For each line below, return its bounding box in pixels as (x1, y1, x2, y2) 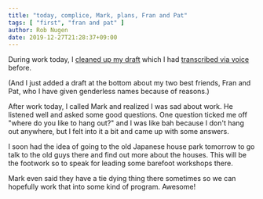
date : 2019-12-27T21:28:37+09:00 (8, 33, 118, 42)
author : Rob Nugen (8, 26, 68, 34)
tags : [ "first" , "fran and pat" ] (8, 19, 125, 27)
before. (8, 63, 32, 73)
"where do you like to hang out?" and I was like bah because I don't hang (8, 118, 245, 128)
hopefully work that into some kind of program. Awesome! (8, 182, 196, 192)
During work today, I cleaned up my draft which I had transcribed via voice (8, 55, 250, 64)
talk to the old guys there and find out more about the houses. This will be (8, 150, 247, 160)
